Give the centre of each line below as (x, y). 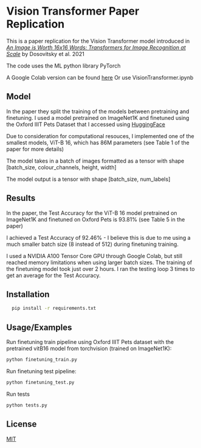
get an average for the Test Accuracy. (53, 275)
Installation (28, 294)
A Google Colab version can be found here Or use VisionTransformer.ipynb (100, 77)
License (22, 424)
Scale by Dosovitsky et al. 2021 (46, 54)
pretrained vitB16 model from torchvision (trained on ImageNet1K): (89, 349)
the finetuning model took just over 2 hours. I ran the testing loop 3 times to (101, 268)
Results (21, 198)
